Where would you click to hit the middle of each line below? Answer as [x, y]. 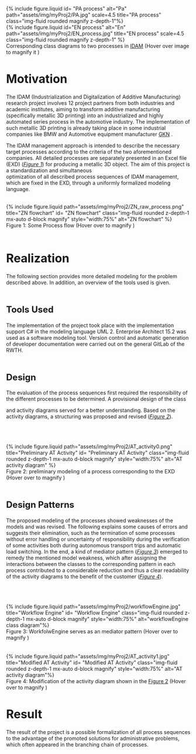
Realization [38, 258]
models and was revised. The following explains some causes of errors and [97, 527]
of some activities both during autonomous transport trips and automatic [94, 545]
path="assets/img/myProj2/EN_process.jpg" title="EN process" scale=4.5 [95, 33]
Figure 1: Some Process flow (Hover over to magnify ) [71, 226]
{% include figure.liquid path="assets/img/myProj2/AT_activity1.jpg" [88, 656]
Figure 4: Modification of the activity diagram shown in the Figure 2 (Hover [96, 681]
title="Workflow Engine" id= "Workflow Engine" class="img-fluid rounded [95, 613]
